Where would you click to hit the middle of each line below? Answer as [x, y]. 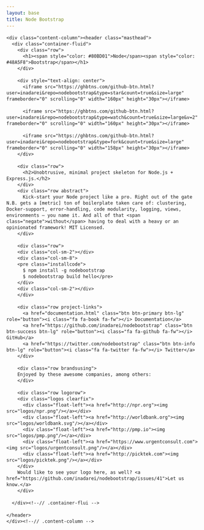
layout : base [23, 13]
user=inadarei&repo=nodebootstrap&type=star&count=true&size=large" [95, 93]
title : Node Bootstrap [35, 19]
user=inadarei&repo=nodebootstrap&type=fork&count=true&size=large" [95, 142]
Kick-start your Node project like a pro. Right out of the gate [107, 197]
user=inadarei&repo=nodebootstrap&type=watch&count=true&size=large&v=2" [102, 117]
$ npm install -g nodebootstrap [64, 270]
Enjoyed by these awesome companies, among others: [84, 374]
